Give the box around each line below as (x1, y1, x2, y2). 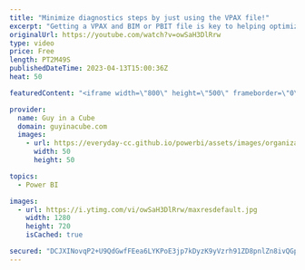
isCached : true (25, 230, 84, 240)
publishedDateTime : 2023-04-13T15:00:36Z (9, 64, 169, 73)
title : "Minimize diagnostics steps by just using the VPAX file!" (9, 13, 271, 23)
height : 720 (25, 222, 71, 231)
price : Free (9, 47, 54, 56)
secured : (9, 246, 43, 256)
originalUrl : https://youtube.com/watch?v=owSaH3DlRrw (9, 30, 221, 39)
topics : (9, 171, 39, 181)
